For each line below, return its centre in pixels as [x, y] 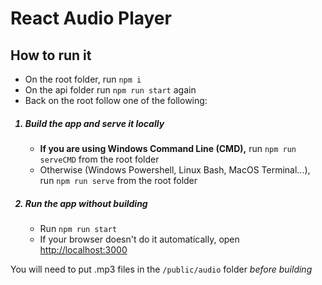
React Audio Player [91, 18]
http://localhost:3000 [83, 249]
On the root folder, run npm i [83, 79]
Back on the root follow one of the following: [116, 100]
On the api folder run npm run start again [110, 90]
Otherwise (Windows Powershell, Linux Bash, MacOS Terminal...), [175, 169]
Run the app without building [86, 203]
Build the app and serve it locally [94, 123]
